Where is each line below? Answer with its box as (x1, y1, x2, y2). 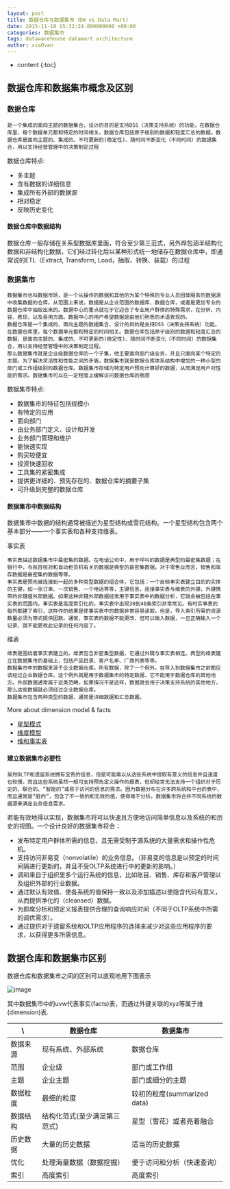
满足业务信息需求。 (22, 800, 68, 807)
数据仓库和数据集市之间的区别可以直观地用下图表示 (7, 972, 151, 980)
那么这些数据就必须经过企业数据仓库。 (7, 687, 99, 694)
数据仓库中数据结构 (7, 222, 62, 230)
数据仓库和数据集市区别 (7, 952, 106, 964)
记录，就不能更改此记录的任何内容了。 (7, 622, 99, 629)
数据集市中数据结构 (7, 502, 62, 511)
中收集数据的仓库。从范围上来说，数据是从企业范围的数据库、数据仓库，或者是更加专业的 (7, 299, 221, 306)
